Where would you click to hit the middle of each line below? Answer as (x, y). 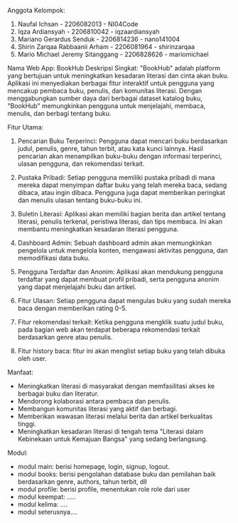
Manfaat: (21, 372)
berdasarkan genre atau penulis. (65, 337)
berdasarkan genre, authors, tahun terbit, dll (82, 482)
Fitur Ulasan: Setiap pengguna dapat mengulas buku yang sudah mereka (124, 301)
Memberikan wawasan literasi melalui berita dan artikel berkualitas (115, 416)
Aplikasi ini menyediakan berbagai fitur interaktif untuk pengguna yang (111, 83)
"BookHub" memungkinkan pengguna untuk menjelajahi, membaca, (107, 106)
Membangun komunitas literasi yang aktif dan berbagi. (97, 409)
